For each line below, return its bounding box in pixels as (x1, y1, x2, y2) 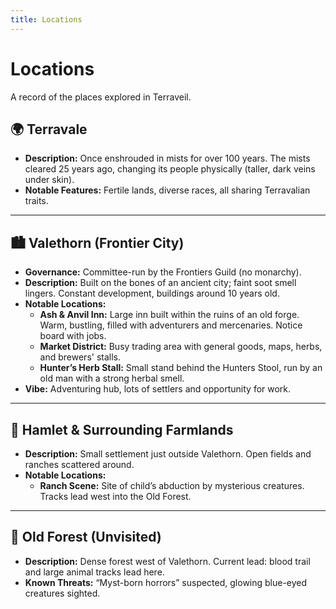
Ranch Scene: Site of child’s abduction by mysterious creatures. (39, 480, 305, 491)
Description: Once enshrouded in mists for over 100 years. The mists (24, 152, 311, 165)
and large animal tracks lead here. (24, 566, 165, 578)
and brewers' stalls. (39, 351, 122, 363)
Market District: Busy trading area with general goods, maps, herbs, (39, 341, 323, 353)
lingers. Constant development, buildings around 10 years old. (24, 287, 280, 300)
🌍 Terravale (10, 121, 88, 138)
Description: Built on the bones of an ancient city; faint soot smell (24, 277, 297, 289)
